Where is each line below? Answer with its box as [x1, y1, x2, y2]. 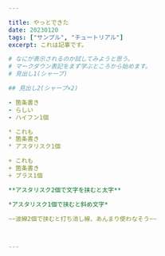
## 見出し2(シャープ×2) [8, 84, 78, 92]
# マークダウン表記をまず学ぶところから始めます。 [8, 63, 151, 71]
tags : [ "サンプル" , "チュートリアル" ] [8, 33, 124, 41]
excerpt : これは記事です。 [8, 41, 88, 48]
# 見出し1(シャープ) [8, 70, 68, 78]
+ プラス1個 [8, 172, 43, 180]
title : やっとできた [8, 18, 69, 26]
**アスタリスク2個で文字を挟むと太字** [8, 186, 122, 194]
